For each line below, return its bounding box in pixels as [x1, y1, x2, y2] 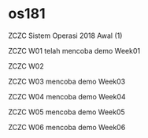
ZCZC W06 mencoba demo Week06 [8, 122, 126, 132]
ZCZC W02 [8, 61, 45, 71]
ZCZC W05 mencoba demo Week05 [8, 107, 126, 117]
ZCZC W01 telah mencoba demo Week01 [8, 46, 140, 55]
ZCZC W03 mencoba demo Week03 [8, 76, 126, 86]
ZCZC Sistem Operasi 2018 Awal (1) [8, 31, 123, 40]
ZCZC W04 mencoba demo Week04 [8, 91, 126, 101]
